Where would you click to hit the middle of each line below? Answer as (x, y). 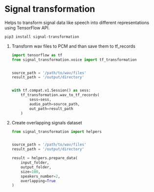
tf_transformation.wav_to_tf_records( (60, 95)
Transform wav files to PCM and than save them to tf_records (73, 46)
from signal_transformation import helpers (57, 132)
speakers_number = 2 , (41, 176)
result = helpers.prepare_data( (44, 158)
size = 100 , (31, 172)
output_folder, (36, 167)
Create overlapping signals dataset (47, 122)
